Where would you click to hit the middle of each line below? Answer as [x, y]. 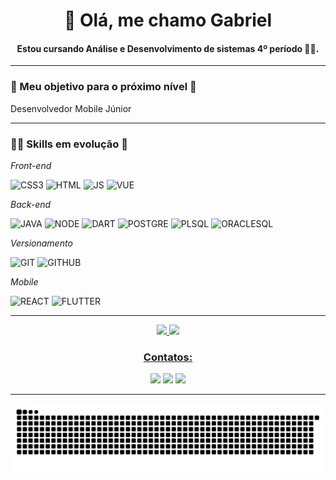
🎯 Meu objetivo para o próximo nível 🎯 [103, 87]
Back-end [31, 204]
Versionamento [41, 243]
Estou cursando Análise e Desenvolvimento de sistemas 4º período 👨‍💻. [168, 48]
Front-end [31, 165]
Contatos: [168, 357]
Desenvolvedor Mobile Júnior [71, 108]
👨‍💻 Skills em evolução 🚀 [69, 144]
